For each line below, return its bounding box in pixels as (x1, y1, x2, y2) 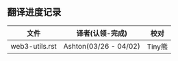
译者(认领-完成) (76, 28, 128, 38)
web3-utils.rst (10, 41, 57, 51)
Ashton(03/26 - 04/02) (63, 41, 140, 51)
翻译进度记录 (7, 6, 62, 19)
